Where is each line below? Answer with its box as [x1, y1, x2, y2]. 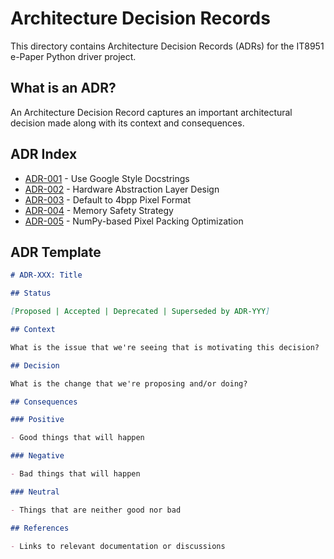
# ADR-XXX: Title [10, 270, 83, 281]
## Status [10, 288, 52, 299]
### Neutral [10, 487, 60, 497]
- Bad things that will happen [10, 469, 141, 479]
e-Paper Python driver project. [10, 50, 137, 62]
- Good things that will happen [10, 433, 145, 443]
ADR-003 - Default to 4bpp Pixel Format [24, 193, 192, 206]
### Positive [10, 415, 65, 425]
